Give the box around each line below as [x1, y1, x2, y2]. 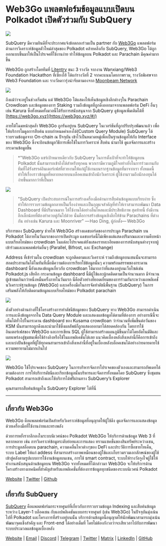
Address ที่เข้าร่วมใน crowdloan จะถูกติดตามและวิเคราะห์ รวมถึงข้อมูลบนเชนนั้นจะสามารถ [5, 254, 157, 260]
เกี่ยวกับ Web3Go [5, 404, 54, 413]
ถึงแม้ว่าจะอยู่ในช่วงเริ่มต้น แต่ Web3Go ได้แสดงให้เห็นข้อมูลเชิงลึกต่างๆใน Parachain [5, 96, 148, 102]
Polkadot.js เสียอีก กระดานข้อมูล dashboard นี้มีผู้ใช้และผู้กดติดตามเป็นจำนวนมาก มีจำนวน [5, 271, 160, 276]
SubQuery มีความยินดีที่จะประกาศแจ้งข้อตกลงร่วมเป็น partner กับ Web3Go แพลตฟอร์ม [5, 40, 156, 46]
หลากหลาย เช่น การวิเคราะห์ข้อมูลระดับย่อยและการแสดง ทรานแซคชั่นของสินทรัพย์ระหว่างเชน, [5, 438, 155, 444]
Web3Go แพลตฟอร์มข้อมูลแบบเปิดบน [5, 3, 135, 15]
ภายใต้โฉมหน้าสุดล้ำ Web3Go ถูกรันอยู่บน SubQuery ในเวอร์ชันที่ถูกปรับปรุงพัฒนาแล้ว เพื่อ [5, 122, 160, 128]
